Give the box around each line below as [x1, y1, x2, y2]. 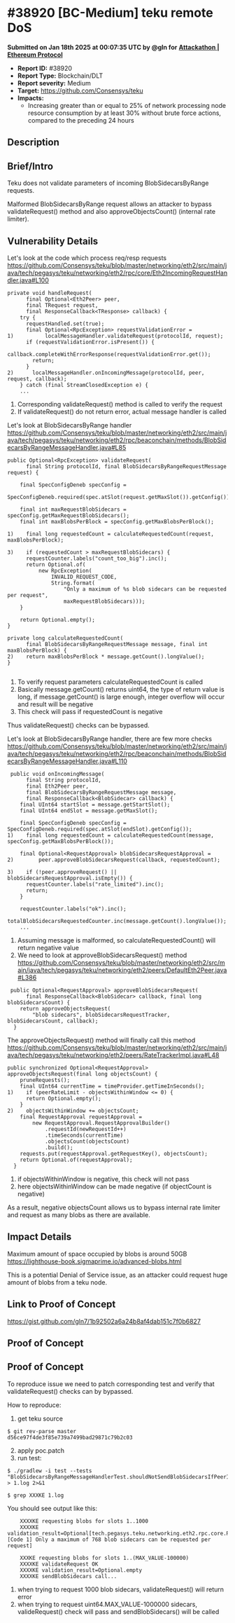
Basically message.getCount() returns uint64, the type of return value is [17, 685, 225, 693]
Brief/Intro [7, 160, 54, 172]
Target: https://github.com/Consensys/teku [17, 86, 143, 95]
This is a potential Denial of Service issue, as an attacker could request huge [7, 1271, 228, 1279]
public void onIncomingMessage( [10, 770, 105, 777]
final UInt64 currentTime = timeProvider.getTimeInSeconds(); [20, 1083, 205, 1090]
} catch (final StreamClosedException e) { [20, 381, 149, 388]
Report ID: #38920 [17, 64, 72, 72]
